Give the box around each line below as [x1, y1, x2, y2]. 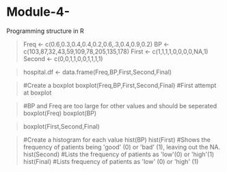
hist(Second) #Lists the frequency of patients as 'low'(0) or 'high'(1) [23, 150, 215, 158]
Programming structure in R [6, 27, 84, 35]
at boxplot [23, 88, 52, 97]
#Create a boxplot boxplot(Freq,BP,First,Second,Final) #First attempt [23, 81, 217, 89]
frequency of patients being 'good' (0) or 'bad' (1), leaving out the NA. [23, 143, 220, 151]
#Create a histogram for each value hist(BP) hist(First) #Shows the [23, 135, 211, 144]
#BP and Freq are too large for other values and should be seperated [23, 101, 217, 110]
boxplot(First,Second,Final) [23, 122, 100, 130]
